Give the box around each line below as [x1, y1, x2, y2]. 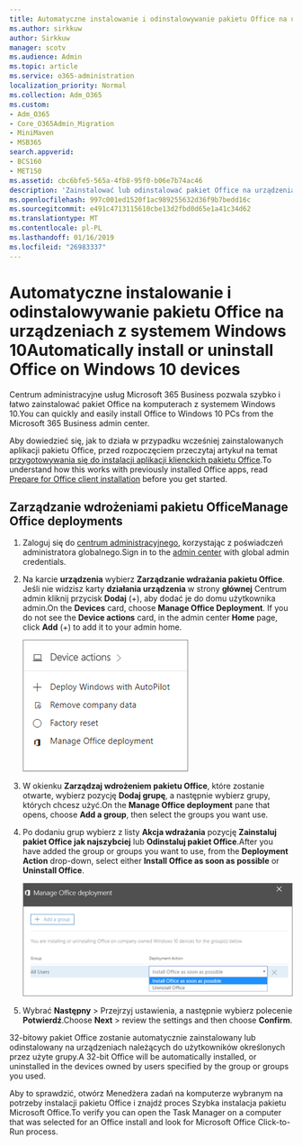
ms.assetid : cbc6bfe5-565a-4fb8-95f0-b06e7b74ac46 [9, 176, 203, 185]
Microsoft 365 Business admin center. [9, 417, 150, 428]
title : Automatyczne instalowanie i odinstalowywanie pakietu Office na [9, 14, 288, 23]
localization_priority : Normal [9, 81, 127, 90]
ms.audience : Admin [9, 52, 83, 62]
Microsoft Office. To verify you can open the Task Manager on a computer [9, 1106, 281, 1117]
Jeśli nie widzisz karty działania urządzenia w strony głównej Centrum [22, 584, 288, 595]
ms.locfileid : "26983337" [9, 242, 106, 251]
